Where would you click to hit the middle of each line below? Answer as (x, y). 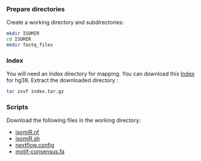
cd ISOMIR (19, 39)
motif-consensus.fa (40, 152)
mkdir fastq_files (30, 45)
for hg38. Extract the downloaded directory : (62, 80)
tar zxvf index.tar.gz (35, 91)
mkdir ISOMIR (23, 34)
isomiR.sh (27, 138)
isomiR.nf (27, 132)
